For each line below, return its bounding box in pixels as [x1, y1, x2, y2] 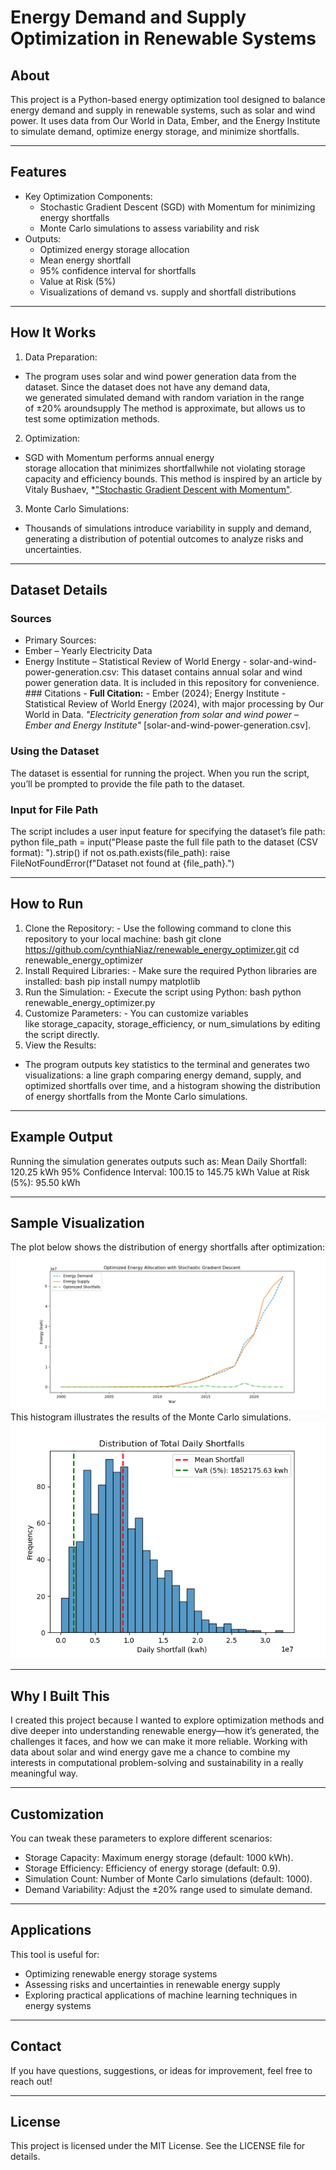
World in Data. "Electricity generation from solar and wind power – [24, 709, 299, 721]
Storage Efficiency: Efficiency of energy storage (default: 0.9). [24, 1862, 282, 1874]
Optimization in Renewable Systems [10, 27, 317, 50]
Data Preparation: [24, 351, 98, 363]
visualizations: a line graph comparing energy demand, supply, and [24, 1069, 302, 1081]
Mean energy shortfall [39, 254, 132, 266]
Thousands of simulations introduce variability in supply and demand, [24, 522, 312, 534]
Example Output [10, 1129, 113, 1146]
